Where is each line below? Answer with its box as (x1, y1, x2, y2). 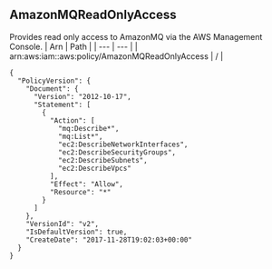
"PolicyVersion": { (17, 76, 92, 85)
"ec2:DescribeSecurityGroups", (57, 147, 177, 157)
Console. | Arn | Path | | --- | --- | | (9, 41, 138, 52)
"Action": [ (49, 115, 95, 125)
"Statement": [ (33, 100, 92, 109)
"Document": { (25, 84, 79, 94)
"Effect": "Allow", (49, 179, 124, 189)
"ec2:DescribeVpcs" (57, 164, 131, 173)
